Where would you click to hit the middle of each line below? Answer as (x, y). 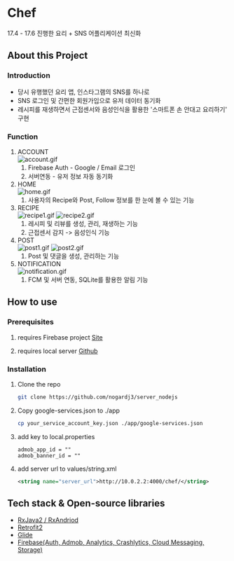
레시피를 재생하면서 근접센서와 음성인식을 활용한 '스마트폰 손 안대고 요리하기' (122, 109)
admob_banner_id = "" (49, 456)
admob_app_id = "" (44, 450)
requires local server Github (57, 351)
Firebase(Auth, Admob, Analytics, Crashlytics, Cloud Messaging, (111, 542)
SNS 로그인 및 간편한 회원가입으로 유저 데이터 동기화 (89, 100)
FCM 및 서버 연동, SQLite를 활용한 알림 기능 (88, 279)
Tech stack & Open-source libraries (86, 503)
